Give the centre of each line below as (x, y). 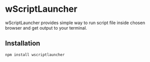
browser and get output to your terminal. (46, 28)
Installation (23, 44)
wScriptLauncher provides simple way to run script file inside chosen (75, 23)
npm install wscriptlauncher (35, 55)
